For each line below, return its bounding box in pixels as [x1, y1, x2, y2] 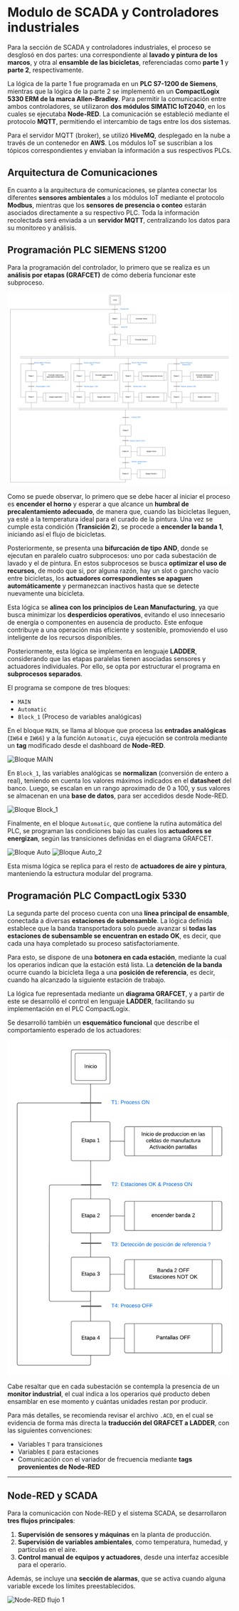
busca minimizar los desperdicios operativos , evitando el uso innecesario [7, 610, 225, 619]
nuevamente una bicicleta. [7, 588, 85, 598]
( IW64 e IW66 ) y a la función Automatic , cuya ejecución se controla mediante [7, 734, 228, 742]
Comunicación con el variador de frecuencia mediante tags [17, 1454, 193, 1463]
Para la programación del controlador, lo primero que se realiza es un [7, 263, 211, 271]
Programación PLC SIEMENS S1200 [7, 244, 167, 256]
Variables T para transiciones [17, 1440, 103, 1448]
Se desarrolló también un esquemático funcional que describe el [7, 1018, 200, 1027]
